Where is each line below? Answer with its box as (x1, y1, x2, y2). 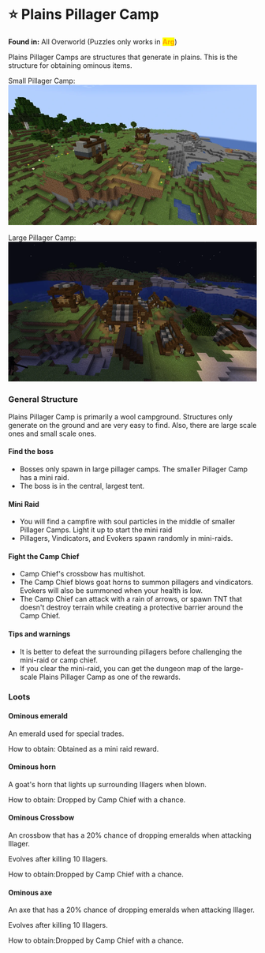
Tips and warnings (8, 628, 71, 639)
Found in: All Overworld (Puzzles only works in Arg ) (8, 36, 177, 47)
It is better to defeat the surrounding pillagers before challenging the (19, 647, 243, 656)
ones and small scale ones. (8, 429, 97, 438)
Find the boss (8, 447, 54, 456)
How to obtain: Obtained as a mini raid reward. (8, 744, 159, 753)
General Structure (8, 394, 79, 405)
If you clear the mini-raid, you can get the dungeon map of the (19, 663, 222, 673)
